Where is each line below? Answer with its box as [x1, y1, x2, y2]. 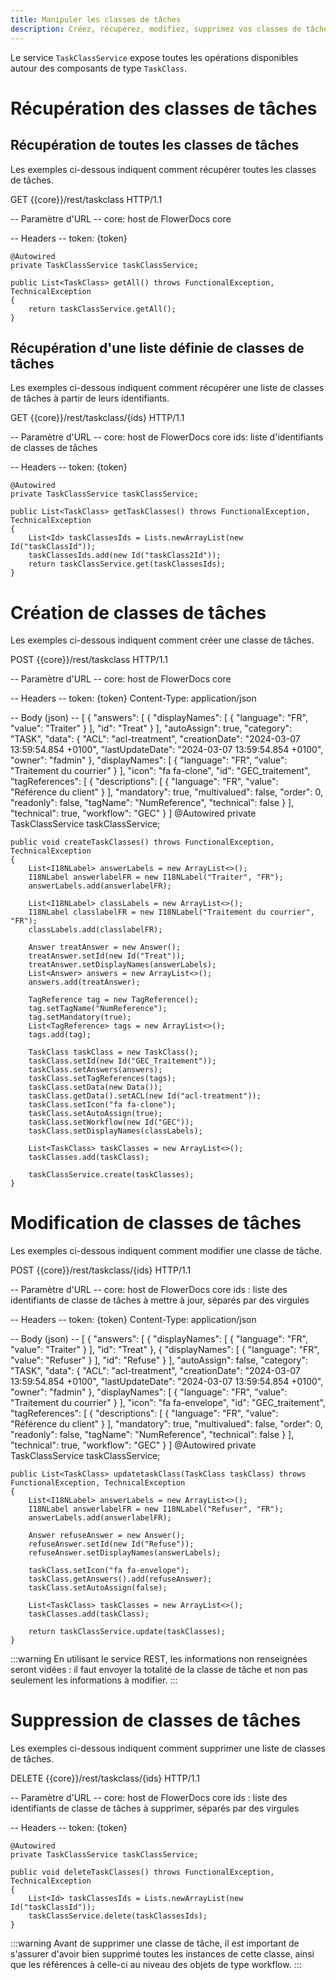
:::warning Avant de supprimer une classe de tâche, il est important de [10, 1937, 300, 1950]
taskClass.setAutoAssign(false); [28, 1583, 168, 1593]
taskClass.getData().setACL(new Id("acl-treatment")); [28, 1091, 262, 1101]
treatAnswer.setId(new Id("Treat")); [28, 951, 186, 961]
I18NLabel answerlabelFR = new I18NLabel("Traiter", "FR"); [28, 872, 284, 883]
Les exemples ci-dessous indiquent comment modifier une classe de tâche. [10, 1245, 323, 1257]
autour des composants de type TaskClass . [10, 62, 187, 74]
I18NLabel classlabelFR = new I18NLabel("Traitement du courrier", [28, 907, 315, 918]
